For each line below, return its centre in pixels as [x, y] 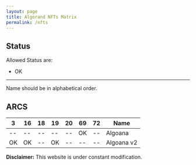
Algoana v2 [122, 142]
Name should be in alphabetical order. [52, 88]
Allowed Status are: [29, 60]
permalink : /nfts [27, 22]
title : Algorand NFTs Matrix [41, 17]
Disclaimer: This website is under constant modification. [74, 157]
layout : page [22, 11]
